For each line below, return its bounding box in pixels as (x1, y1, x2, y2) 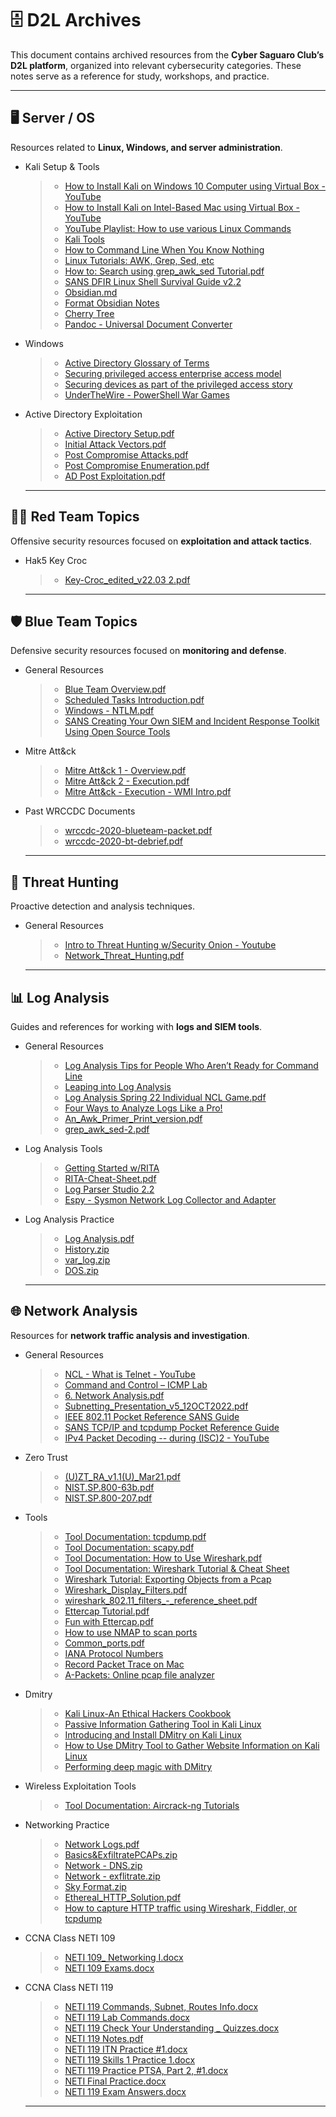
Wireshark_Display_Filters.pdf (64, 1583, 188, 1596)
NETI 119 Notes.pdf (64, 2032, 144, 2044)
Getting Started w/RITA (64, 1162, 160, 1174)
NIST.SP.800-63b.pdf (64, 1481, 155, 1493)
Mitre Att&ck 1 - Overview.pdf (64, 765, 187, 777)
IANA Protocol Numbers (64, 1647, 164, 1659)
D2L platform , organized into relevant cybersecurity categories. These (10, 59, 302, 71)
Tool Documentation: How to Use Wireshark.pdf (64, 1552, 263, 1564)
